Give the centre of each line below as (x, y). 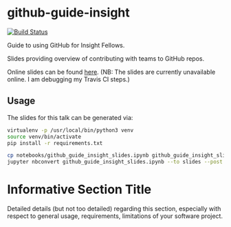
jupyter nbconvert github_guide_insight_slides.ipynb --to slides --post (115, 162)
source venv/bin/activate (44, 137)
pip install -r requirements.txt (55, 143)
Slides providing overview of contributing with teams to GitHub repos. (106, 58)
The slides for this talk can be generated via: (70, 117)
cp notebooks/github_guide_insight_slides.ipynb (78, 156)
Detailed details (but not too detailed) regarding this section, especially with (114, 209)
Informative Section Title (79, 189)
